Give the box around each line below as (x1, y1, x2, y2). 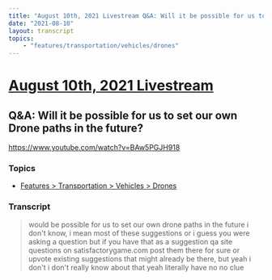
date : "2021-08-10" (8, 19, 74, 27)
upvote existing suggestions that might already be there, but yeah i (28, 253, 252, 263)
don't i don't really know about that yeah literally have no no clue (28, 262, 244, 272)
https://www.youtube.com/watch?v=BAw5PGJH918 (8, 143, 181, 153)
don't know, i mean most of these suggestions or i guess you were (28, 228, 250, 238)
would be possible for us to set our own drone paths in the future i (28, 219, 249, 229)
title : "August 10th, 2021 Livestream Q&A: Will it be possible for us (8, 11, 255, 20)
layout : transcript (8, 27, 74, 35)
